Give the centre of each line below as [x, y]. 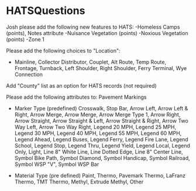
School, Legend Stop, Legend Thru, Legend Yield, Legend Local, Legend [102, 145]
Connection [28, 74]
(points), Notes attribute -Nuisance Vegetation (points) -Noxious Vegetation [97, 33]
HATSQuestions [46, 11]
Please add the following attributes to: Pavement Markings [76, 97]
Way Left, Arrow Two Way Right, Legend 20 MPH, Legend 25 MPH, [95, 127]
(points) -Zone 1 [25, 39]
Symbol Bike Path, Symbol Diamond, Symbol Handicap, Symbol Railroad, [102, 158]
